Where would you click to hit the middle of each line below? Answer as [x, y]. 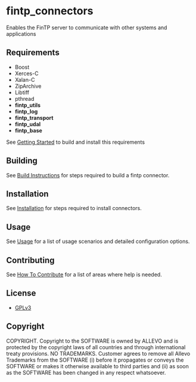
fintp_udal [28, 124]
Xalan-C [25, 79]
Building [22, 161]
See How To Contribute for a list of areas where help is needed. [84, 275]
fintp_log [26, 111]
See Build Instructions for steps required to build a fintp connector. [88, 175]
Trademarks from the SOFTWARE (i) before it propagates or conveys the [95, 360]
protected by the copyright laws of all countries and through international [96, 347]
